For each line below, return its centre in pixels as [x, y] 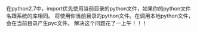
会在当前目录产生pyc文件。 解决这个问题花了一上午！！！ [77, 23]
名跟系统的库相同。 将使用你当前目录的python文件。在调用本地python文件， [100, 16]
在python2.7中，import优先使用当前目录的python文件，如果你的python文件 [98, 8]
